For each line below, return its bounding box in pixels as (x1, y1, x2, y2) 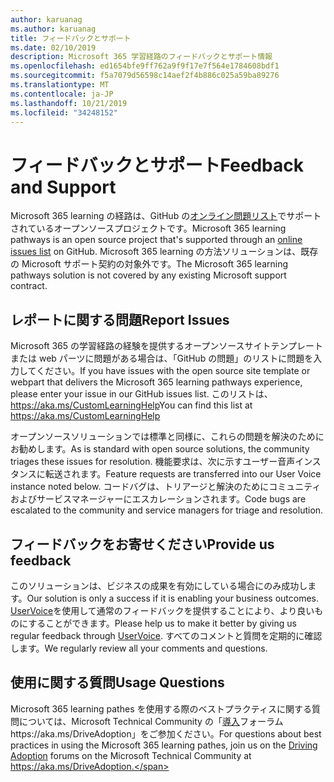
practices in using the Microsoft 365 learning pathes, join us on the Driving (10, 739, 318, 751)
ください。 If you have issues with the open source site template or (36, 365, 311, 377)
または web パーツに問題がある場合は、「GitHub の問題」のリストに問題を (10, 352, 314, 365)
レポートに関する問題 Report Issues (10, 311, 230, 328)
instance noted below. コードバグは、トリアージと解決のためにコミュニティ (10, 481, 322, 493)
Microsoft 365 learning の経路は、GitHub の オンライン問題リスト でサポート (10, 210, 322, 222)
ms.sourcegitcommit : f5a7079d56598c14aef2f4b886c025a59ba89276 (10, 71, 280, 81)
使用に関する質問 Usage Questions (10, 674, 225, 691)
